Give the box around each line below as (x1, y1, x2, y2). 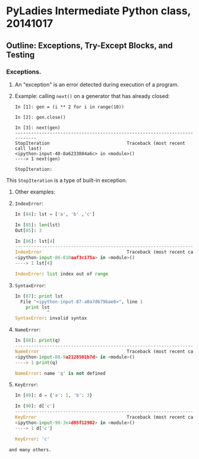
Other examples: (14, 188, 55, 195)
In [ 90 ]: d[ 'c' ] (14, 403, 55, 409)
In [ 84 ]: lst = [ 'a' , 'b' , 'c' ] (14, 211, 95, 217)
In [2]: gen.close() (14, 114, 66, 120)
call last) (14, 145, 42, 151)
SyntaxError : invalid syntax (14, 315, 87, 321)
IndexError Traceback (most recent (14, 249, 185, 255)
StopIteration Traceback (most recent (14, 140, 185, 146)
